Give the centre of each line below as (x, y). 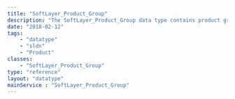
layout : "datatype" (36, 78)
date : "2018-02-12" (36, 26)
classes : (20, 59)
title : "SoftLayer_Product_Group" (58, 14)
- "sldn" (33, 46)
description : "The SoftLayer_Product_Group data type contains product (114, 20)
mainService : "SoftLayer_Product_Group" (69, 85)
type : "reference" (34, 72)
